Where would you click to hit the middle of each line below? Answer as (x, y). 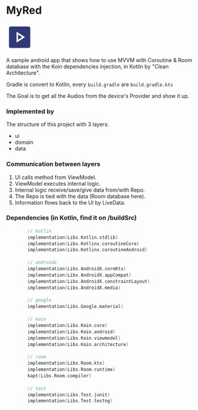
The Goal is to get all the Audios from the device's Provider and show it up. (98, 95)
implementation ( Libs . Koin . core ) (68, 325)
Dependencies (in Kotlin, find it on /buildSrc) (72, 218)
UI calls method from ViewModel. (56, 177)
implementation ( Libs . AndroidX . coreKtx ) (77, 269)
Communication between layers (53, 164)
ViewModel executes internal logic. (58, 183)
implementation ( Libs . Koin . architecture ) (78, 344)
